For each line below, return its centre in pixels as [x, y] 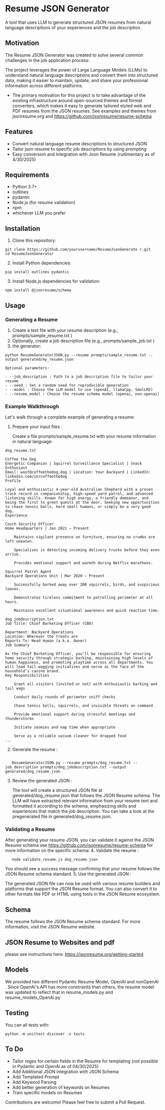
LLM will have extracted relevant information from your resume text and [85, 801]
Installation [23, 229]
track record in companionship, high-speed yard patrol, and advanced [79, 494]
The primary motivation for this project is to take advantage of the [79, 95]
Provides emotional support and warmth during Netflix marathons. [83, 563]
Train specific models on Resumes [47, 1092]
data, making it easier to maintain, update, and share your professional [77, 80]
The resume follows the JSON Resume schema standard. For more [73, 922]
